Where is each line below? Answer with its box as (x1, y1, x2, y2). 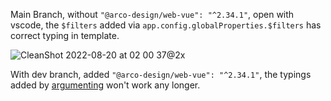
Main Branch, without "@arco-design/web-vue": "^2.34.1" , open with (10, 9, 295, 20)
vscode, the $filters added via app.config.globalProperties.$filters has (10, 19, 322, 31)
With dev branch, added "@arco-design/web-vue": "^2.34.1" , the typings (10, 69, 312, 80)
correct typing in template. (10, 30, 120, 41)
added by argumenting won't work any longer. (10, 79, 201, 91)
